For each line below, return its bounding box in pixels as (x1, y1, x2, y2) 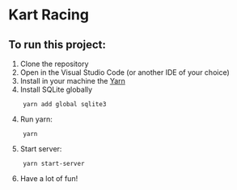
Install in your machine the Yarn (19, 76, 125, 85)
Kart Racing (8, 6, 89, 24)
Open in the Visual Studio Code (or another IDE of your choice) (19, 68, 231, 77)
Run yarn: (19, 114, 53, 124)
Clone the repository (19, 59, 89, 68)
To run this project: (8, 38, 107, 52)
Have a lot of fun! (19, 174, 78, 183)
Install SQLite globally (19, 85, 93, 94)
